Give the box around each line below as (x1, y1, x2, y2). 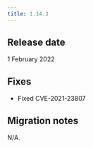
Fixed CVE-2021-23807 (17, 94, 86, 103)
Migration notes (7, 114, 79, 127)
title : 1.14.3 (7, 10, 49, 18)
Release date (7, 37, 66, 49)
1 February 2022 (7, 55, 55, 63)
